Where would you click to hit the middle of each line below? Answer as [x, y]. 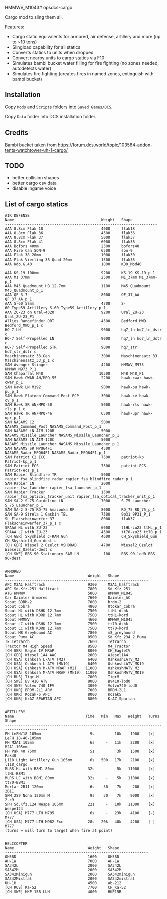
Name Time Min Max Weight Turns [82, 717]
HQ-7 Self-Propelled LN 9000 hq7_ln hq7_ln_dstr [84, 339]
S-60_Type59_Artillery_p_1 [78, 308]
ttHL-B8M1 [15, 774]
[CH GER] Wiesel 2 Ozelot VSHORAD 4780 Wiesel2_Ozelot [79, 545]
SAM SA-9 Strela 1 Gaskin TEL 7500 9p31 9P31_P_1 [78, 515]
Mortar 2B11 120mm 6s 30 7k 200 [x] [80, 787]
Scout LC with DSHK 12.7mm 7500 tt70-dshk [67, 624]
